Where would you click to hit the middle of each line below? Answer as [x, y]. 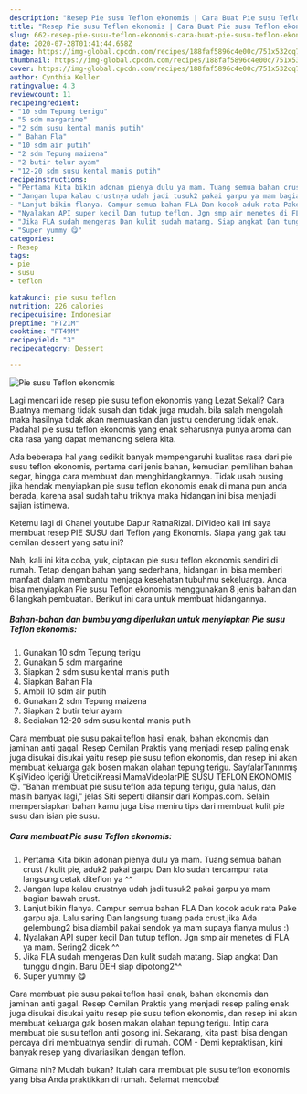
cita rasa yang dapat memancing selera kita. [93, 438]
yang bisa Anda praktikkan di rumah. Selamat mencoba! [115, 1079]
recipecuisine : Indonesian [61, 315]
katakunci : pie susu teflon [63, 298]
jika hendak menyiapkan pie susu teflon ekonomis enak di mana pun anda [148, 486]
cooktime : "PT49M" [44, 331]
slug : [20, 35]
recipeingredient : [44, 103]
